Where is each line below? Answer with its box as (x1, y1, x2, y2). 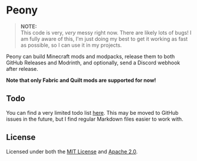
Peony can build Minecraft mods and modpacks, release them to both (6, 53, 175, 60)
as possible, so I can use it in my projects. (20, 42, 122, 49)
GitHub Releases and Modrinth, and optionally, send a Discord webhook (6, 59, 181, 66)
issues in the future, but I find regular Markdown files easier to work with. (6, 115, 183, 122)
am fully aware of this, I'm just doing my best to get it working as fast (20, 35, 188, 42)
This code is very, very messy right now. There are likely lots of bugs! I (20, 29, 192, 36)
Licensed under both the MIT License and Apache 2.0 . (6, 148, 138, 155)
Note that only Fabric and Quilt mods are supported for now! (6, 77, 156, 84)
